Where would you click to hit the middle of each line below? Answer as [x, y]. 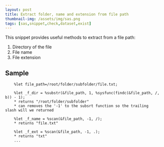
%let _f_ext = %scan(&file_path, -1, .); [57, 132]
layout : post [18, 10]
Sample [17, 73]
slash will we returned [30, 110]
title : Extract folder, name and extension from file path [67, 14]
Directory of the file [32, 47]
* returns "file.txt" [36, 123]
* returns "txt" [31, 136]
